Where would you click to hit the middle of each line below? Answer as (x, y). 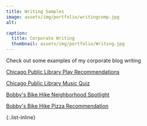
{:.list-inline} (21, 117)
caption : (17, 33)
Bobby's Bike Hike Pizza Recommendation (57, 106)
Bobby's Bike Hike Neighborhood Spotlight (58, 95)
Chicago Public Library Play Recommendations (63, 72)
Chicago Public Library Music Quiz (48, 83)
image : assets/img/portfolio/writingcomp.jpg (63, 17)
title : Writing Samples (35, 11)
